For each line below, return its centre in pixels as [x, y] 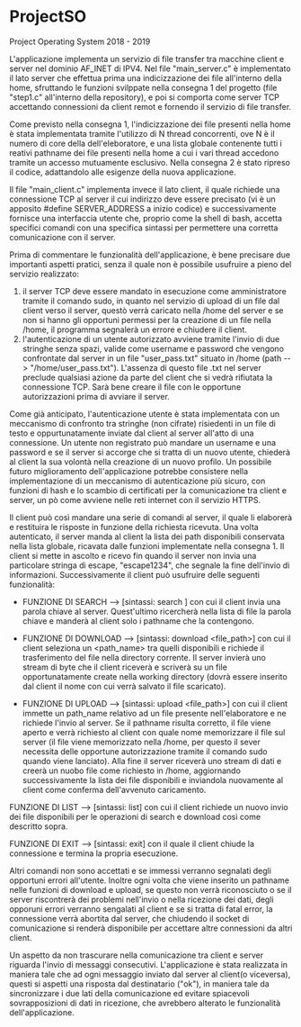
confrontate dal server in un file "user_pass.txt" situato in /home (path [152, 358]
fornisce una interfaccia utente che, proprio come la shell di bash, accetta [146, 218]
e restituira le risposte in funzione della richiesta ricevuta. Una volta [134, 527]
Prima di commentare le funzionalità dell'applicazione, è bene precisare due [150, 255]
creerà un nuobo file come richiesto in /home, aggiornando [131, 770]
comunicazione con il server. [63, 237]
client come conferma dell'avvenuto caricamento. [114, 789]
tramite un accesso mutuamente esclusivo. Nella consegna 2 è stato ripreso [150, 162]
